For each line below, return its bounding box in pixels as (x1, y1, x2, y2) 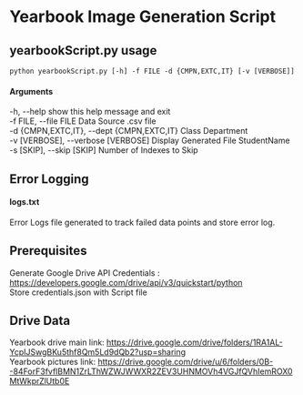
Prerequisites (9, 243, 87, 258)
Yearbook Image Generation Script (9, 6, 276, 27)
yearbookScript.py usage (9, 43, 157, 58)
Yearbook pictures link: (9, 357, 96, 368)
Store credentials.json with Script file (9, 287, 147, 298)
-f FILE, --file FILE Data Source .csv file (9, 116, 157, 127)
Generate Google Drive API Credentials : (9, 267, 160, 279)
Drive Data (9, 313, 71, 329)
